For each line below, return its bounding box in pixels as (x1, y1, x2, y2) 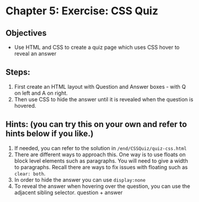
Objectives (5, 28, 47, 38)
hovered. (14, 102, 36, 109)
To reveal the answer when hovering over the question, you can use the (14, 182, 191, 189)
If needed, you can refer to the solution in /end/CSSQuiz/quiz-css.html (14, 144, 187, 151)
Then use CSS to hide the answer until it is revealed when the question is (14, 95, 194, 102)
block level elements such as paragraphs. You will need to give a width (14, 157, 188, 164)
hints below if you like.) (5, 129, 94, 139)
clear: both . (14, 170, 46, 177)
